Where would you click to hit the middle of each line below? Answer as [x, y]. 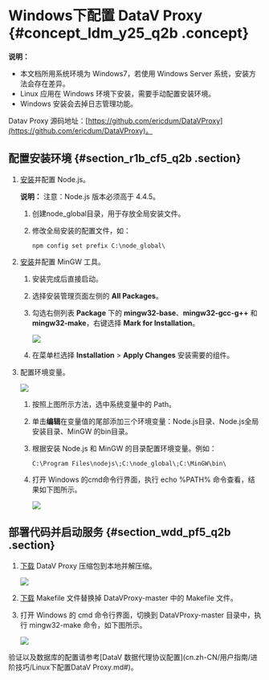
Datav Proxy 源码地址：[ [48, 120]
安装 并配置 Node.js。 [55, 179]
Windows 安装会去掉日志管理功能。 [79, 104]
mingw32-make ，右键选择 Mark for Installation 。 [116, 323]
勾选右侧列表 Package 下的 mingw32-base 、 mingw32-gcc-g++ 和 [145, 312]
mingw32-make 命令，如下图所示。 [88, 625]
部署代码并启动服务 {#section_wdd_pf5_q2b [120, 533]
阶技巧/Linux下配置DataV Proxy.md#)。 [73, 667]
